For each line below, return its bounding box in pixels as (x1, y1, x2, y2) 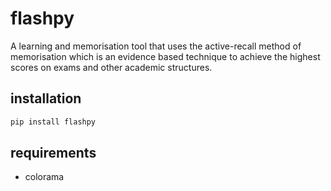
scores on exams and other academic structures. (10, 61, 213, 73)
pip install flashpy (10, 117, 97, 127)
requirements (10, 145, 97, 162)
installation (10, 90, 82, 107)
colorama (24, 171, 65, 183)
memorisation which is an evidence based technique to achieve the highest (10, 50, 321, 62)
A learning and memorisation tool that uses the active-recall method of (10, 40, 302, 52)
